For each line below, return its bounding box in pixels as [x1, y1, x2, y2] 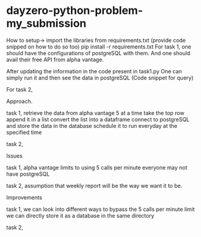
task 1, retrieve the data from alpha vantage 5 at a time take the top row [6, 109, 185, 116]
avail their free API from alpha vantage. [6, 56, 104, 63]
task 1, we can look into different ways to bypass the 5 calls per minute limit [6, 205, 196, 213]
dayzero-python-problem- [6, 4, 143, 18]
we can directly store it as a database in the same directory [6, 212, 155, 219]
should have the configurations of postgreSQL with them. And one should [6, 49, 191, 56]
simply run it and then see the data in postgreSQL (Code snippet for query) [6, 74, 194, 81]
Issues [6, 152, 23, 159]
